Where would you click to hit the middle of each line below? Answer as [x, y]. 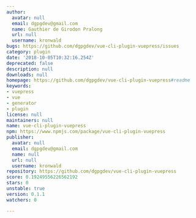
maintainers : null [30, 120]
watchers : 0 [21, 200]
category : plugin [28, 52]
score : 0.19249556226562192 [42, 177]
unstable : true [26, 189]
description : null [30, 69]
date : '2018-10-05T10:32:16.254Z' [51, 58]
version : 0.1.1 [26, 194]
